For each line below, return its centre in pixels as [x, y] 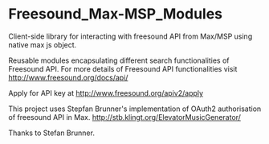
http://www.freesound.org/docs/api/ [68, 77]
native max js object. [43, 44]
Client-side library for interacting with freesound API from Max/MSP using [130, 36]
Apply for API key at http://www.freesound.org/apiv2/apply [106, 93]
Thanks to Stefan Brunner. [51, 133]
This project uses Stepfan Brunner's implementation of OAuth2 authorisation [135, 109]
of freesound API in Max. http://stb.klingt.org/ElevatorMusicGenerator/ [124, 117]
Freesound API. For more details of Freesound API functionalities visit [123, 68]
